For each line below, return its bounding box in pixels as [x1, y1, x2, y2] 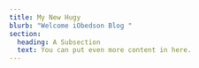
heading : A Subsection [17, 37, 101, 47]
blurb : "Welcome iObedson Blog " [9, 21, 133, 30]
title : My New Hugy [9, 12, 81, 22]
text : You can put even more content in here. [17, 46, 192, 55]
